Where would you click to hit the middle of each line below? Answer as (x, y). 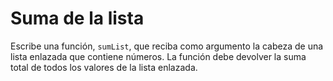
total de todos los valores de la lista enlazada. (104, 67)
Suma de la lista (77, 18)
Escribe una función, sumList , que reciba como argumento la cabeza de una (167, 46)
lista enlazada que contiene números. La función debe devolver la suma (158, 56)
